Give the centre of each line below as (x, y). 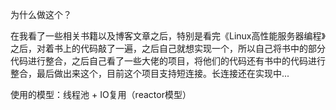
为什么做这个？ (41, 14)
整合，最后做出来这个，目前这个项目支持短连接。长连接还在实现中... (150, 73)
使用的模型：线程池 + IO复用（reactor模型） (101, 94)
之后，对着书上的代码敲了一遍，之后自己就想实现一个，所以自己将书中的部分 (168, 48)
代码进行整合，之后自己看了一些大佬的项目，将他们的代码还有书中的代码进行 (168, 61)
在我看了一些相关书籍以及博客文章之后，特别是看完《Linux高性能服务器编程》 (168, 36)
